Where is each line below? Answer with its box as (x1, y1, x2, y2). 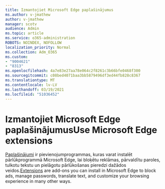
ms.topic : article (5, 31, 44, 36)
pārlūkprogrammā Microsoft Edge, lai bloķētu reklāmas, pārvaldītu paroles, (5, 157, 160, 163)
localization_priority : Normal (5, 45, 71, 50)
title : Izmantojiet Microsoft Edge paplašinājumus (5, 7, 114, 13)
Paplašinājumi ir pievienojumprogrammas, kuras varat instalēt (5, 152, 133, 158)
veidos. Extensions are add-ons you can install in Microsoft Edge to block (5, 167, 156, 174)
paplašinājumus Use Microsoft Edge (5, 124, 157, 136)
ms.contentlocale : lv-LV (5, 82, 57, 87)
